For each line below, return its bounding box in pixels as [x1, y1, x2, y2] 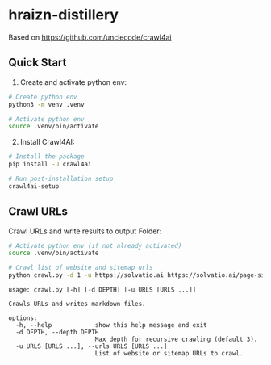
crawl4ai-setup [8, 182, 60, 191]
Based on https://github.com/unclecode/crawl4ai [8, 32, 172, 42]
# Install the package [8, 153, 85, 161]
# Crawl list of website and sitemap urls [8, 264, 153, 272]
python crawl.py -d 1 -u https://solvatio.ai [8, 271, 164, 279]
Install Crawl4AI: [19, 137, 75, 147]
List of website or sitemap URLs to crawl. [94, 350, 244, 358]
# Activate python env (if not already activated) [8, 241, 182, 250]
